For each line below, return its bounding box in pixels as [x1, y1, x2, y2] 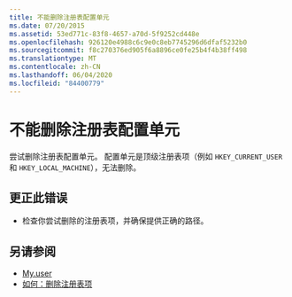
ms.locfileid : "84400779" [9, 79, 104, 88]
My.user [21, 268, 52, 279]
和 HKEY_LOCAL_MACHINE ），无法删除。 [9, 161, 142, 173]
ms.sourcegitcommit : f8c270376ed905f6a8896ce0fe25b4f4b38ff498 [9, 46, 248, 55]
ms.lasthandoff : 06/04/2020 [9, 71, 113, 80]
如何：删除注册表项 [21, 278, 93, 289]
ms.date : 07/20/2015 [9, 21, 86, 30]
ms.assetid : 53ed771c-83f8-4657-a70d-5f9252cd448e [9, 29, 200, 38]
